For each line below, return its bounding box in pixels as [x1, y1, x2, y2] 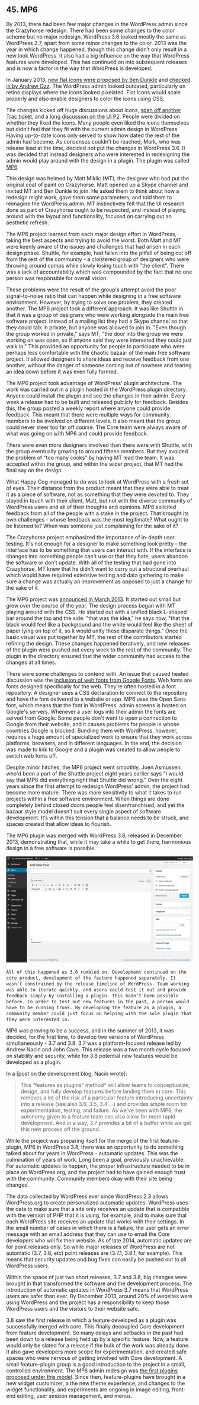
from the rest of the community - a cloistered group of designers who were [6, 255, 190, 263]
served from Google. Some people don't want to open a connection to [6, 714, 177, 721]
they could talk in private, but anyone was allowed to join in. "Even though [6, 323, 187, 331]
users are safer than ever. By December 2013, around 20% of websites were [6, 1293, 192, 1300]
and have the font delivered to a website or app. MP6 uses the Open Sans [6, 695, 187, 702]
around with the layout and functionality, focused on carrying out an [6, 212, 172, 220]
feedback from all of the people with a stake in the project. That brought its [6, 510, 189, 517]
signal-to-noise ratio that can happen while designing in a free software [6, 292, 181, 299]
